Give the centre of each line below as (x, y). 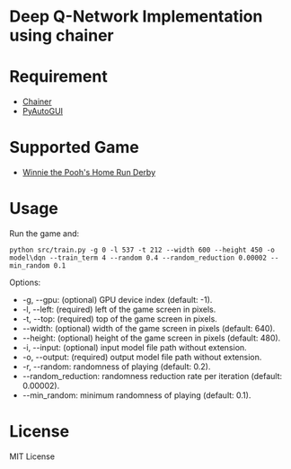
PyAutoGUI (43, 111)
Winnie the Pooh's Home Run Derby (89, 173)
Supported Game (74, 148)
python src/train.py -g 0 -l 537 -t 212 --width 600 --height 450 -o (142, 250)
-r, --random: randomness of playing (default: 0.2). (116, 367)
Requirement (58, 77)
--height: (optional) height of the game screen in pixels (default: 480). (151, 338)
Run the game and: (44, 234)
